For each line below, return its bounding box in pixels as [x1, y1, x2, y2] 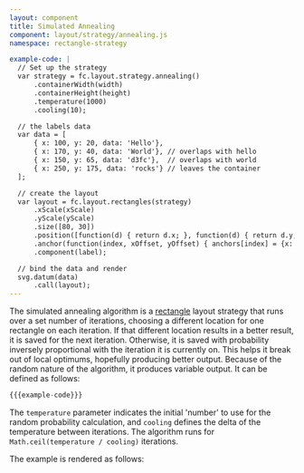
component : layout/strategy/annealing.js [9, 30, 168, 39]
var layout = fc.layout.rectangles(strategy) [17, 197, 193, 207]
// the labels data [17, 121, 91, 131]
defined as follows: [9, 373, 81, 384]
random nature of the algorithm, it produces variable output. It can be [9, 363, 269, 374]
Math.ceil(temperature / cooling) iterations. [9, 436, 179, 447]
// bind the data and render [17, 264, 128, 273]
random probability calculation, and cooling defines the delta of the [9, 417, 261, 427]
